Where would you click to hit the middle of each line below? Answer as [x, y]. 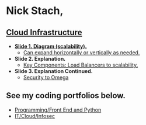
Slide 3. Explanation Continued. [53, 71]
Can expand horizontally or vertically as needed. [81, 53]
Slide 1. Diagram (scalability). [51, 46]
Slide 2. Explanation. [40, 59]
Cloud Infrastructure [44, 32]
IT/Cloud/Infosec [35, 116]
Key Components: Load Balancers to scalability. [81, 65]
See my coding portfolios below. [66, 96]
